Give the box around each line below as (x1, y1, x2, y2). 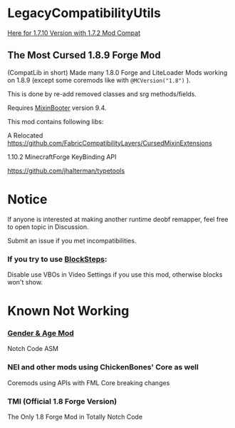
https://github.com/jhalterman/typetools (7, 166, 125, 175)
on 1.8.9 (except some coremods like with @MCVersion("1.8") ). (7, 76, 191, 84)
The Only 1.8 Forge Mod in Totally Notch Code (7, 412, 143, 422)
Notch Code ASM (7, 345, 59, 353)
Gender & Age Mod (7, 328, 75, 338)
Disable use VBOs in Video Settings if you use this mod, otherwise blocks (7, 270, 223, 279)
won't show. (7, 277, 43, 286)
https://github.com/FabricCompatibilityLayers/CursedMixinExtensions (7, 138, 212, 147)
